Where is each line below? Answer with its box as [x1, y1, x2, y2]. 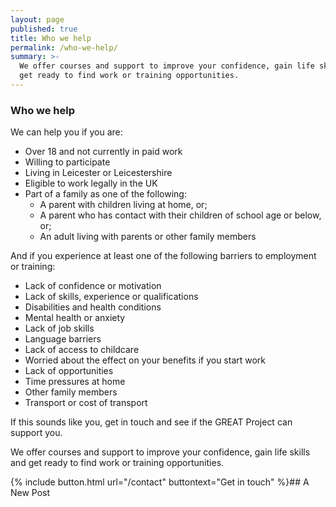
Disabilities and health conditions [24, 301, 162, 313]
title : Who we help [10, 33, 92, 43]
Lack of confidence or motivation [24, 280, 162, 292]
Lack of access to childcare [24, 344, 140, 356]
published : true [10, 24, 78, 34]
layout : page [10, 14, 65, 25]
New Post [10, 487, 51, 499]
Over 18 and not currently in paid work [24, 146, 183, 158]
